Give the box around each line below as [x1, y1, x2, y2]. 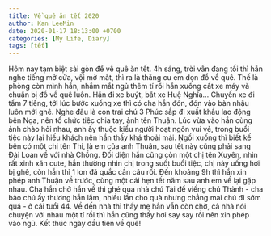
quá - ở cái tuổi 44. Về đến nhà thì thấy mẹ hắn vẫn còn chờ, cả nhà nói [8, 201, 247, 211]
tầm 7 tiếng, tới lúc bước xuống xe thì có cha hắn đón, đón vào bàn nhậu [8, 99, 249, 108]
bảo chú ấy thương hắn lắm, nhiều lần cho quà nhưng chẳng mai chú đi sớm [8, 193, 261, 203]
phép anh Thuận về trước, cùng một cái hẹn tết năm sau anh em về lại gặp [8, 175, 256, 186]
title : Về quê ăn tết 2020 [8, 11, 100, 20]
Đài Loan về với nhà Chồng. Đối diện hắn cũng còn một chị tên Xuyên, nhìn [8, 150, 259, 160]
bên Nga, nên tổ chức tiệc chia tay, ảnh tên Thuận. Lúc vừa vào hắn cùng [8, 116, 253, 125]
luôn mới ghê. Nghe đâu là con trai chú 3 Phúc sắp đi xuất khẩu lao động [8, 107, 251, 117]
